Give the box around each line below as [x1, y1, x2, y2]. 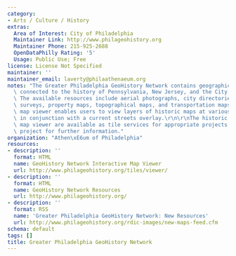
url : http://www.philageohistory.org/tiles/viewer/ [13, 166, 169, 174]
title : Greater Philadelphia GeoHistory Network [7, 238, 152, 245]
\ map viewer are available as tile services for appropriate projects [13, 121, 228, 128]
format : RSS [13, 206, 49, 213]
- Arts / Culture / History [7, 17, 90, 24]
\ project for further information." [13, 128, 124, 135]
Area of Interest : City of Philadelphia [13, 29, 133, 37]
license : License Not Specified [7, 62, 102, 69]
